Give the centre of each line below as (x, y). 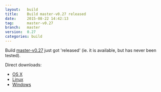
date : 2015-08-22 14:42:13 (37, 18)
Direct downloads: (23, 65)
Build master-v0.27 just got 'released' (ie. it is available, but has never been (81, 50)
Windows (21, 84)
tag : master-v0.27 (29, 23)
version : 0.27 (20, 32)
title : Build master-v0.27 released (46, 14)
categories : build (24, 37)
